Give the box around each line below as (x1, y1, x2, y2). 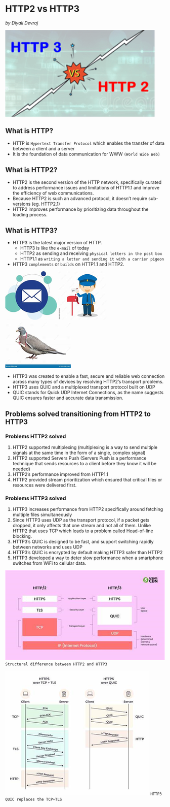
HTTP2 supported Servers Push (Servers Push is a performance (12, 455, 147, 461)
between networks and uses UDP (12, 544, 82, 550)
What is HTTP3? (5, 226, 58, 235)
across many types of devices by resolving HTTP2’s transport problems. (12, 379, 163, 385)
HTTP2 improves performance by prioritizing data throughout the (12, 206, 149, 212)
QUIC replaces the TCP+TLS (5, 797, 62, 802)
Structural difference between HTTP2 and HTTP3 (5, 662, 108, 667)
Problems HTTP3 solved (5, 495, 66, 502)
